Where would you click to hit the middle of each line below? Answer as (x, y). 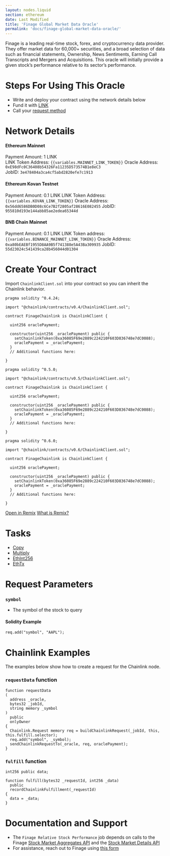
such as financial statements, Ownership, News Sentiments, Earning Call (81, 55)
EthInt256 (23, 558)
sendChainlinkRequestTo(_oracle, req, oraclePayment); (69, 744)
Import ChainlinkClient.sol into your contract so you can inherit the (77, 283)
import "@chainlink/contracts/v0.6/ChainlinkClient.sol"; (68, 450)
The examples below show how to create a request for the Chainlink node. (83, 667)
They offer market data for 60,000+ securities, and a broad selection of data (85, 49)
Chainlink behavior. (25, 289)
